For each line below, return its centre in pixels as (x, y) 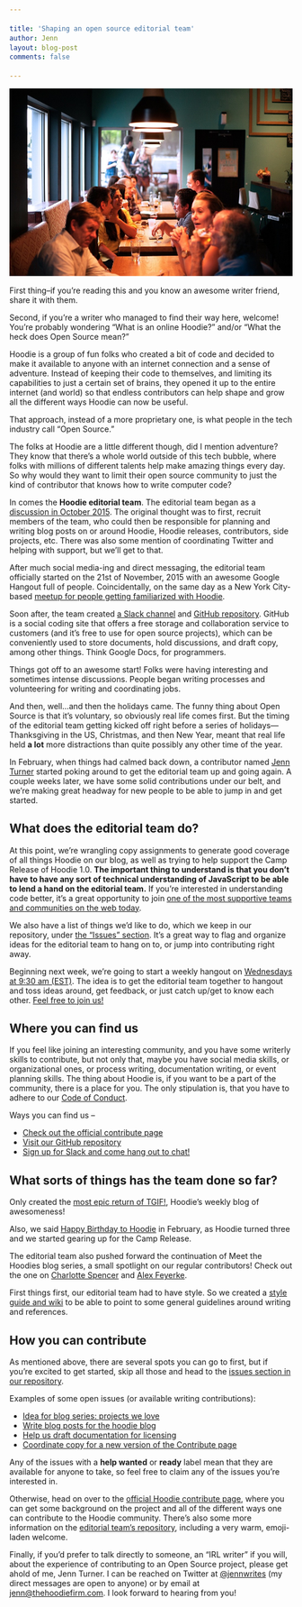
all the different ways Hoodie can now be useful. (99, 402)
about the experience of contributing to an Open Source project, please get (149, 1565)
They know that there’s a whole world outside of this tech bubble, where (143, 456)
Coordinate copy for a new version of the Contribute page (129, 1445)
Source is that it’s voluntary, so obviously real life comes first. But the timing (150, 716)
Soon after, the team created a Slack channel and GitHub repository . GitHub (149, 614)
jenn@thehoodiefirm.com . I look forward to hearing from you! (123, 1593)
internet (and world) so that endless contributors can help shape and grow (147, 392)
